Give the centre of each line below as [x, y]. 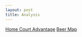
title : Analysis [23, 15]
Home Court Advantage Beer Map [41, 29]
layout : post [19, 10]
